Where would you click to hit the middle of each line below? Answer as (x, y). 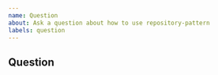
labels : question (37, 30)
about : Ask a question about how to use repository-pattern (109, 23)
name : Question (33, 15)
